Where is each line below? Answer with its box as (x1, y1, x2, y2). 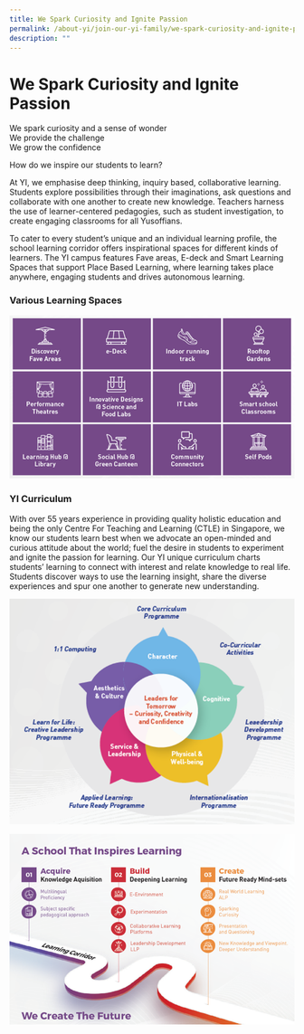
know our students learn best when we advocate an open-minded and (9, 532, 271, 543)
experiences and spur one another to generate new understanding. (9, 580, 260, 592)
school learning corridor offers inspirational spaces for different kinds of (9, 242, 279, 253)
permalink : (9, 24, 51, 33)
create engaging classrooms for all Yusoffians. (9, 215, 183, 226)
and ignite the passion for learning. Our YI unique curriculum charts (9, 552, 261, 563)
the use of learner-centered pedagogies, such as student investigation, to (9, 206, 284, 217)
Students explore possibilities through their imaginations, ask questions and (9, 186, 291, 198)
